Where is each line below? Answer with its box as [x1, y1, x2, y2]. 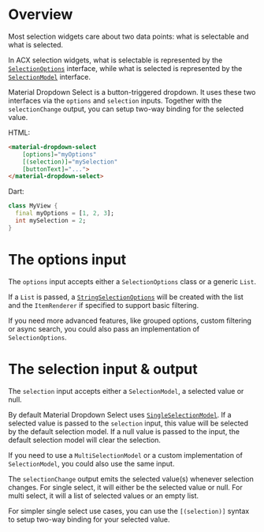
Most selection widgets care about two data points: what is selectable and [8, 32, 250, 41]
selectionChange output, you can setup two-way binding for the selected [8, 104, 244, 114]
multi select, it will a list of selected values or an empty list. [8, 491, 199, 500]
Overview [8, 6, 73, 24]
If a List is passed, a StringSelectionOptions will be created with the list [8, 292, 244, 302]
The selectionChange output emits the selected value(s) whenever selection [8, 474, 254, 483]
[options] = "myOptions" [22, 150, 97, 159]
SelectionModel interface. [8, 72, 91, 81]
